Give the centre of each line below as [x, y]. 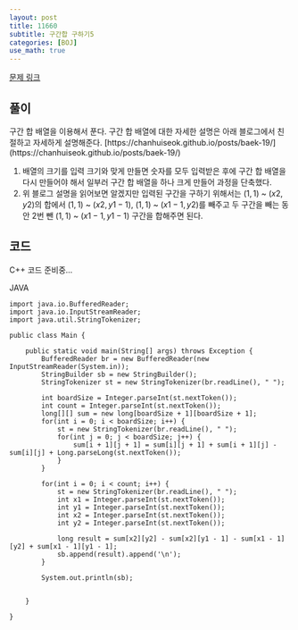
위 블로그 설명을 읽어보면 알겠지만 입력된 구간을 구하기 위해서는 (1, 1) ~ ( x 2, [153, 193]
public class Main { [48, 335]
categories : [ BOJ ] [43, 42]
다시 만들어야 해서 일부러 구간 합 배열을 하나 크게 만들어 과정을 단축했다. [147, 182]
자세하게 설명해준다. [67, 142]
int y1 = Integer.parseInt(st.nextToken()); [141, 507]
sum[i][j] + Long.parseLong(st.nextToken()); [95, 452]
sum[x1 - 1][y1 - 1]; [77, 546]
